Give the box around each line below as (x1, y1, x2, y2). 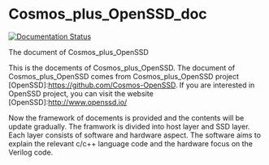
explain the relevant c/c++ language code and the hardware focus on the (8, 138, 254, 148)
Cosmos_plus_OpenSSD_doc (8, 5, 207, 23)
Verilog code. (8, 147, 54, 157)
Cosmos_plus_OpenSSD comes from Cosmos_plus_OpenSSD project (8, 71, 240, 81)
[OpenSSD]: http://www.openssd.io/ (8, 97, 128, 107)
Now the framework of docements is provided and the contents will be (8, 112, 245, 122)
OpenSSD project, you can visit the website (8, 88, 154, 98)
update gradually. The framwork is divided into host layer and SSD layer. (8, 121, 250, 131)
